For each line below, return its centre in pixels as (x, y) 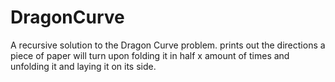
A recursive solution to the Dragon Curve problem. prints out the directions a (168, 45)
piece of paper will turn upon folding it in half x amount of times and (150, 55)
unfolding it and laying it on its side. (83, 66)
